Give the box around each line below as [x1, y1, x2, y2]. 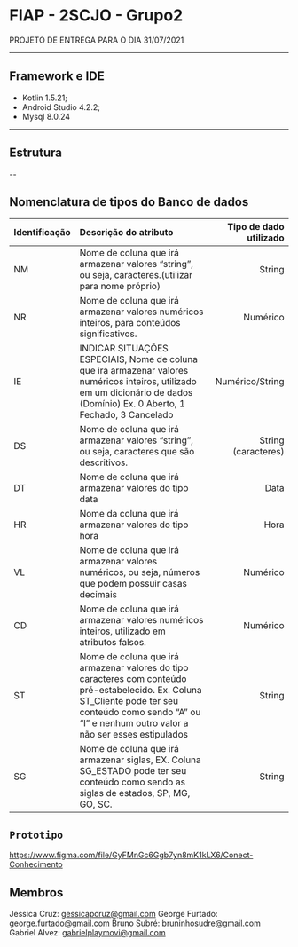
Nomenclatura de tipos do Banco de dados [9, 194, 249, 209]
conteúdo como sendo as [79, 776, 186, 788]
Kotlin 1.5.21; [21, 92, 68, 103]
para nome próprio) [79, 280, 161, 293]
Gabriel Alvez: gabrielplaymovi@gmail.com [9, 927, 166, 937]
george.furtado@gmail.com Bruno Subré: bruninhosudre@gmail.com [9, 918, 262, 928]
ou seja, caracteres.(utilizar [79, 269, 193, 281]
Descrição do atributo [79, 226, 174, 239]
